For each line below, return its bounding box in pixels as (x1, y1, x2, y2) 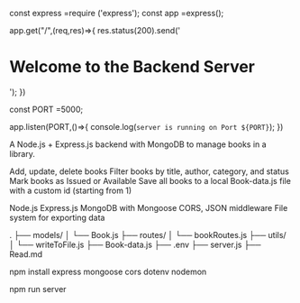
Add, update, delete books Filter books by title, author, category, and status (9, 166, 290, 177)
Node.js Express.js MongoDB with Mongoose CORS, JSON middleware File (9, 202, 288, 213)
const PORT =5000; (9, 104, 84, 115)
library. (9, 148, 36, 159)
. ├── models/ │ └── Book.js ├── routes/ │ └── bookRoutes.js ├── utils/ (9, 229, 286, 240)
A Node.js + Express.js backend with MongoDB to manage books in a (9, 139, 268, 150)
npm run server (9, 283, 67, 294)
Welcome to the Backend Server (9, 57, 255, 78)
